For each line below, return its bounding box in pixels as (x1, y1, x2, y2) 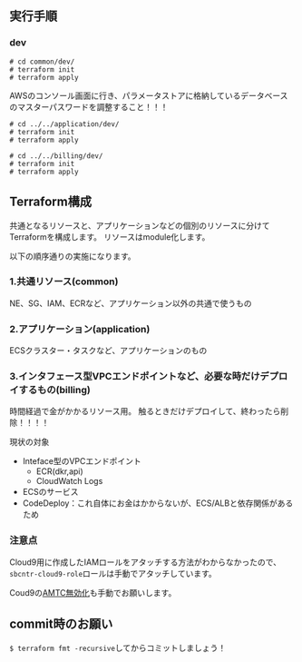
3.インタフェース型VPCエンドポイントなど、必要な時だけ (9, 371, 260, 383)
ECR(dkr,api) (35, 466, 83, 477)
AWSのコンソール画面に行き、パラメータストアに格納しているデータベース (9, 90, 288, 101)
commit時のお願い (9, 617, 113, 632)
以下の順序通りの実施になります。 (9, 251, 136, 262)
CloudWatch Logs (35, 476, 103, 487)
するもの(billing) (18, 384, 91, 397)
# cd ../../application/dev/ (9, 119, 120, 129)
